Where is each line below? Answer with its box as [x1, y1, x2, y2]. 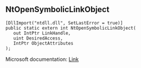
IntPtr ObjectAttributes [13, 40, 74, 46]
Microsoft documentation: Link [5, 55, 79, 63]
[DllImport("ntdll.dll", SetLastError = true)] [5, 20, 124, 26]
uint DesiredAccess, [13, 35, 64, 41]
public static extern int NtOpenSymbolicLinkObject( [5, 25, 136, 31]
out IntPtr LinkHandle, [13, 30, 71, 36]
